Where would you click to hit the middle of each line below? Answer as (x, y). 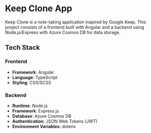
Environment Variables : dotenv (44, 126)
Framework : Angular (33, 72)
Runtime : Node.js (30, 106)
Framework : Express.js (36, 111)
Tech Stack (22, 47)
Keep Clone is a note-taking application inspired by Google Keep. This (75, 22)
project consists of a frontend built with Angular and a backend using (75, 27)
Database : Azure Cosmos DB (42, 116)
